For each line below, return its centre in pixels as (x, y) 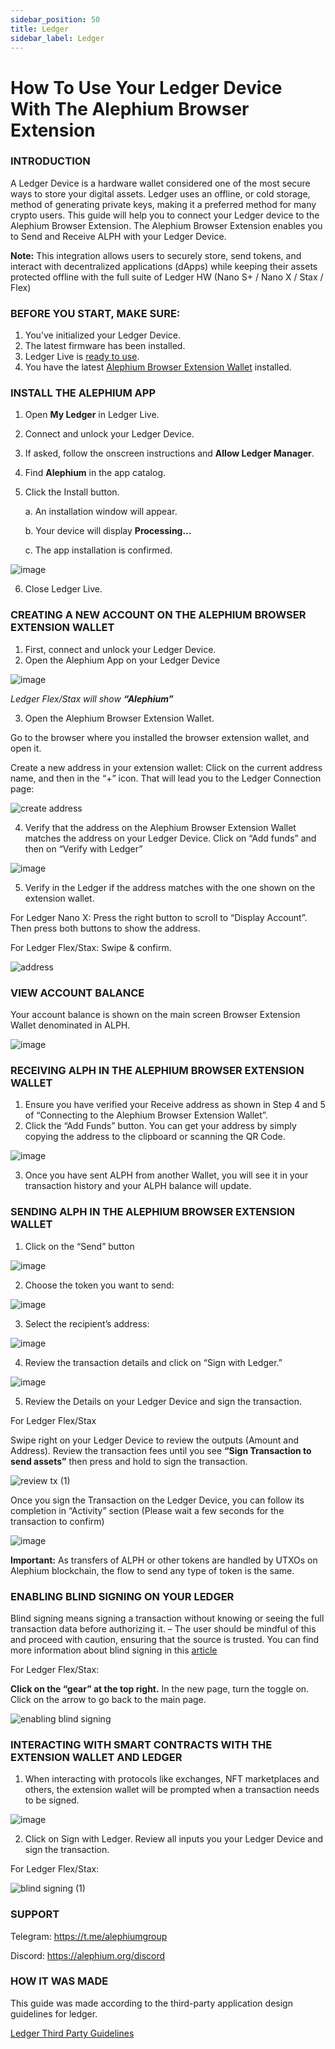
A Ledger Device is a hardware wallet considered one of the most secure (160, 183)
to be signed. (52, 1800)
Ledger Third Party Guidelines (72, 2033)
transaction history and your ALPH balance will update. (138, 1186)
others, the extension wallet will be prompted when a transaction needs (172, 1790)
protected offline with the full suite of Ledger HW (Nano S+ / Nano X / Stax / (167, 277)
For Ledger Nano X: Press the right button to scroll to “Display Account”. (159, 917)
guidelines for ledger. (54, 2013)
